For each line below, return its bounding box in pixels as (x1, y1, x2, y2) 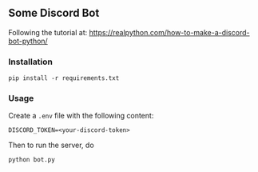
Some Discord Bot (8, 6, 100, 20)
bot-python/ (8, 36, 48, 46)
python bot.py (8, 156, 56, 164)
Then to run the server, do (8, 140, 94, 150)
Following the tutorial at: (8, 27, 88, 37)
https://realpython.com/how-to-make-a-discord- (89, 27, 250, 37)
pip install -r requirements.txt (8, 74, 120, 82)
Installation (8, 56, 54, 67)
